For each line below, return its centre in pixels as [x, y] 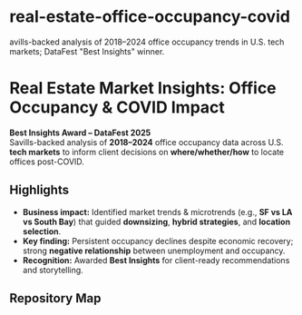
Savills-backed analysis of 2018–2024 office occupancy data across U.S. [146, 142]
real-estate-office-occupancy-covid [150, 17]
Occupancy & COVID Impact [117, 108]
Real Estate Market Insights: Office [143, 89]
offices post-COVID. [47, 162]
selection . [42, 231]
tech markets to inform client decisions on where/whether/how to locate [146, 152]
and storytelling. [53, 270]
